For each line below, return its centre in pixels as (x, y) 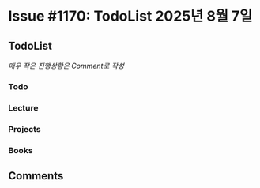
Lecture (23, 107)
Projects (24, 129)
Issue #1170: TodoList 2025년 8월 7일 (130, 16)
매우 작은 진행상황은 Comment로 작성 (66, 66)
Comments (36, 176)
